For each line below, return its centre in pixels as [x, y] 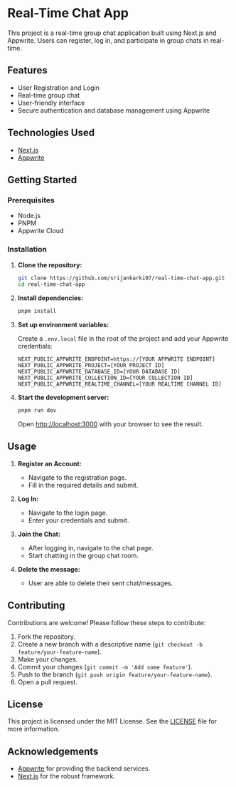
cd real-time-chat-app [51, 284]
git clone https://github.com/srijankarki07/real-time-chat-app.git [121, 278]
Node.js [29, 216]
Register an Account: [49, 463]
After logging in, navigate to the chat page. [91, 547]
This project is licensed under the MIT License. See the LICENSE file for [112, 721]
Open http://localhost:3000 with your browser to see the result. [111, 424]
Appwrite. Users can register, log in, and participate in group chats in [108, 40]
